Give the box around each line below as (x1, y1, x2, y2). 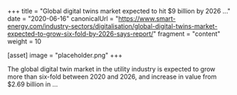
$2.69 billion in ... (7, 80, 58, 89)
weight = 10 (7, 37, 41, 46)
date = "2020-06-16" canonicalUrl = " (7, 14, 119, 23)
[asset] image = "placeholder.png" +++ (7, 51, 123, 59)
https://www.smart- (118, 14, 176, 23)
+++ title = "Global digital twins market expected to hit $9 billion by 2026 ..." (7, 7, 231, 15)
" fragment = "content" (152, 29, 221, 38)
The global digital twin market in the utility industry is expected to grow (7, 65, 216, 73)
